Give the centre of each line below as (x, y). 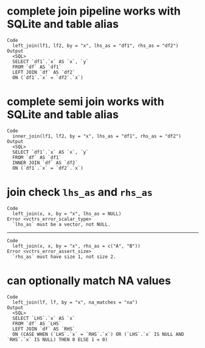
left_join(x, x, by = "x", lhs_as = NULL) (67, 214)
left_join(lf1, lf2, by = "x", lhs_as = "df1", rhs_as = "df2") (96, 46)
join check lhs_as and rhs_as (80, 192)
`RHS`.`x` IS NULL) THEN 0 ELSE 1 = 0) (57, 339)
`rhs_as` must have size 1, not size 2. (64, 257)
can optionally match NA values (89, 280)
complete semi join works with (86, 102)
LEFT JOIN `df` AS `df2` (44, 72)
